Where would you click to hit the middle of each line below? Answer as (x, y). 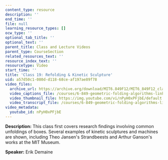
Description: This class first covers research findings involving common (79, 126)
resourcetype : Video (27, 65)
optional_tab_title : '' (30, 38)
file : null (16, 24)
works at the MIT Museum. (33, 142)
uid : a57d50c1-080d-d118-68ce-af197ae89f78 (51, 79)
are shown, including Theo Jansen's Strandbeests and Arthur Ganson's (79, 137)
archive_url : (23, 89)
